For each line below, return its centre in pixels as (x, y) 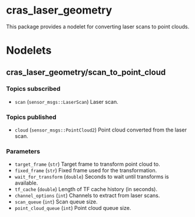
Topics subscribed (33, 89)
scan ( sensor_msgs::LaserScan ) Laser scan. (67, 101)
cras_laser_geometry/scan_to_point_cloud (86, 72)
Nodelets (29, 50)
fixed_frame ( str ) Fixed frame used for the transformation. (86, 170)
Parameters (23, 152)
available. (26, 183)
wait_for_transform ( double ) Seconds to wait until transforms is (92, 177)
